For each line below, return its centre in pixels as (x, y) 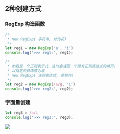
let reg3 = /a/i (22, 113)
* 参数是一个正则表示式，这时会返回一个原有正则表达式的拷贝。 (62, 66)
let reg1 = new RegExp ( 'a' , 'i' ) (39, 48)
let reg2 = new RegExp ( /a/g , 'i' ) (40, 84)
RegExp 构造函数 (25, 24)
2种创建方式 (23, 9)
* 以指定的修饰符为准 (26, 71)
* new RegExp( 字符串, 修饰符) (37, 39)
